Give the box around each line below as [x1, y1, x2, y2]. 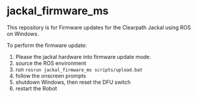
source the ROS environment [15, 60, 87, 67]
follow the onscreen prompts [15, 72, 86, 79]
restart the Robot [15, 85, 57, 92]
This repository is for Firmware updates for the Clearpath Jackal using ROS [7, 24, 191, 31]
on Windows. [7, 30, 39, 37]
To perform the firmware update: [7, 42, 87, 49]
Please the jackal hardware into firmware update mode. [15, 53, 151, 60]
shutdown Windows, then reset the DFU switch [15, 79, 131, 86]
